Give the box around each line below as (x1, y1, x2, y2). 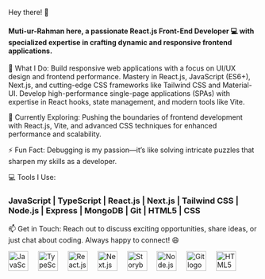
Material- (221, 80, 252, 90)
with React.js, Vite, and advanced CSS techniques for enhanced (8, 121, 217, 131)
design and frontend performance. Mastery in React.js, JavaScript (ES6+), (8, 72, 252, 82)
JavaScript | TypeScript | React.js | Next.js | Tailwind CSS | (8, 195, 240, 206)
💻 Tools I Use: (8, 173, 56, 182)
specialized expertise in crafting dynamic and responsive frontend (8, 37, 232, 47)
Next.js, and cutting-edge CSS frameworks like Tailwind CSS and (8, 80, 221, 90)
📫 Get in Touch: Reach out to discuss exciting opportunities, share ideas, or (8, 224, 257, 233)
